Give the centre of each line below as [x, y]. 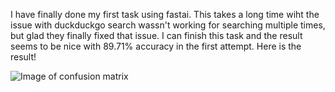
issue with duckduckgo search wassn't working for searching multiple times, [168, 25]
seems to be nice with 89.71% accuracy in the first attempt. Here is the [156, 46]
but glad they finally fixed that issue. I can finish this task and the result [156, 35]
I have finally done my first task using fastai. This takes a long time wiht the [165, 14]
